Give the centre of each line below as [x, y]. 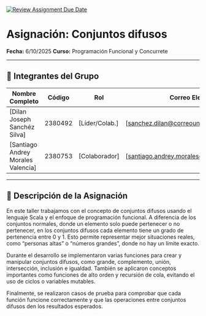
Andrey [20, 152]
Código [59, 97]
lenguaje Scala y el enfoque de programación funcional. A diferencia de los [101, 217]
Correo [180, 97]
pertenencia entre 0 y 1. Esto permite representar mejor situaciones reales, [101, 237]
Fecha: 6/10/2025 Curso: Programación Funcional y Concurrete [87, 51]
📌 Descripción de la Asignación [67, 196]
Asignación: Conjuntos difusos [87, 34]
